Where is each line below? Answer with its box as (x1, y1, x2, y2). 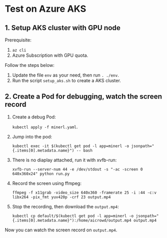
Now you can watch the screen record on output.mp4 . (5, 227, 117, 233)
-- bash (76, 148, 93, 153)
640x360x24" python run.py (12, 171, 70, 176)
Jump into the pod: (12, 133, 52, 139)
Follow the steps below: (5, 62, 55, 68)
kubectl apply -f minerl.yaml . (12, 124, 78, 130)
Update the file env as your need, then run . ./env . (12, 72, 120, 78)
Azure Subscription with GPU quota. (12, 52, 88, 58)
